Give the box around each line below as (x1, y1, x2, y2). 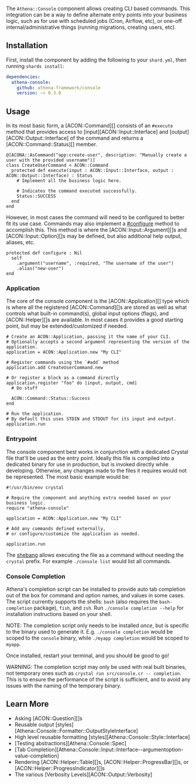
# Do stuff (11, 385, 38, 391)
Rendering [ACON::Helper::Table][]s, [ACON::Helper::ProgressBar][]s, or (14, 758, 189, 765)
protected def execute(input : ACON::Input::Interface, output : (11, 167, 174, 174)
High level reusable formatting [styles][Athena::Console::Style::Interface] (14, 733, 190, 741)
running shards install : (6, 62, 64, 69)
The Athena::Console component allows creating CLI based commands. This (6, 5, 190, 12)
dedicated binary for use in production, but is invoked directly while (6, 460, 169, 467)
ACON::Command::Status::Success (11, 396, 91, 402)
